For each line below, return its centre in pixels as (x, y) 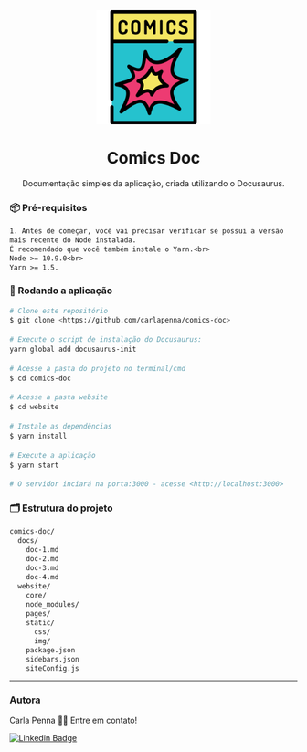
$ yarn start (34, 465)
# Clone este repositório (58, 311)
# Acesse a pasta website (58, 397)
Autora (25, 700)
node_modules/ (53, 605)
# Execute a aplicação (53, 455)
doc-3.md (42, 568)
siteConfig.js (53, 669)
